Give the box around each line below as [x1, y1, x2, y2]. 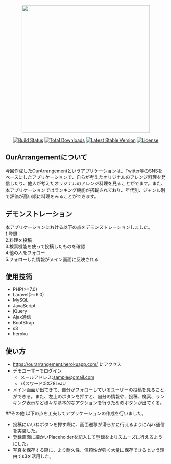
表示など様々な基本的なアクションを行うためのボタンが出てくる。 [26, 400, 164, 406]
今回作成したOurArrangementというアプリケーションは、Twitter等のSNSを [5, 168, 162, 174]
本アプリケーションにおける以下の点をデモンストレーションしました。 [5, 224, 153, 230]
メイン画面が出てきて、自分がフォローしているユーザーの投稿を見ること [12, 387, 164, 393]
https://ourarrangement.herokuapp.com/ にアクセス [12, 361, 121, 367]
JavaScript [12, 303, 36, 309]
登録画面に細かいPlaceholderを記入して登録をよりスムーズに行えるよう [12, 434, 163, 440]
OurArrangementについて [5, 153, 88, 162]
